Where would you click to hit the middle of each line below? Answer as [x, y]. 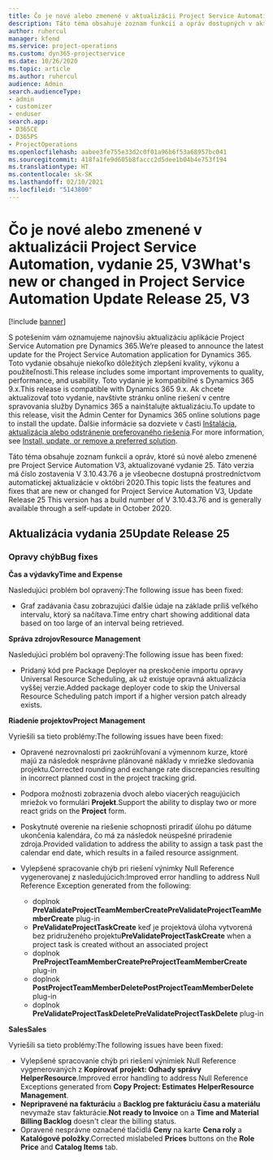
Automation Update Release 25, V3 [129, 299]
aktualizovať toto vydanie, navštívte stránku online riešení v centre [119, 397]
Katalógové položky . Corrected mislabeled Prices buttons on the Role [137, 1139]
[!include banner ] [37, 321]
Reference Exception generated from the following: [106, 885]
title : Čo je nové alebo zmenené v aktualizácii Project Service [121, 16]
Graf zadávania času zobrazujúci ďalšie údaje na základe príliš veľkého [139, 606]
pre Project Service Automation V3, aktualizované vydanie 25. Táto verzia [131, 465]
